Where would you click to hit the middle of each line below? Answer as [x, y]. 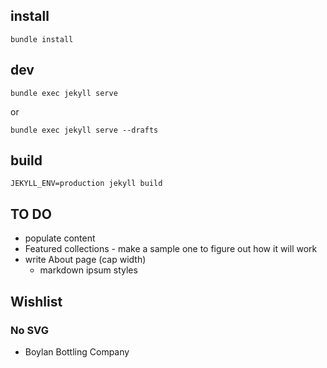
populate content [60, 238]
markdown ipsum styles [88, 270]
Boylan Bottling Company [77, 351]
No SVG [29, 330]
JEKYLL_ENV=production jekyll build [86, 184]
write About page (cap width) [85, 260]
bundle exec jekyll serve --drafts [84, 130]
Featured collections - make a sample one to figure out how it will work [171, 249]
